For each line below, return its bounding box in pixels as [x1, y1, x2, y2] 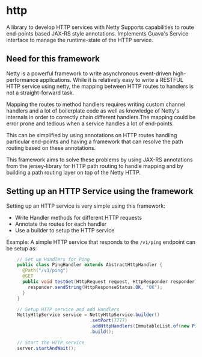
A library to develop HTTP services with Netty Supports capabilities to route [6, 23, 194, 31]
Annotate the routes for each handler [14, 220, 107, 228]
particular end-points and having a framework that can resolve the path [6, 138, 183, 145]
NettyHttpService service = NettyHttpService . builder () [17, 312, 161, 318]
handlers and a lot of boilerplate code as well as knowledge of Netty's [6, 107, 180, 114]
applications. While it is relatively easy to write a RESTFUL [40, 76, 183, 83]
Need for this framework [6, 54, 100, 64]
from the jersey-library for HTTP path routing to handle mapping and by [6, 162, 183, 169]
